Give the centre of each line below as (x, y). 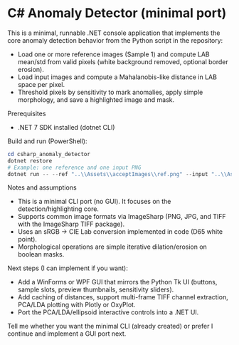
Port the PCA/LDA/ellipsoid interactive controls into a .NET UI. (108, 312)
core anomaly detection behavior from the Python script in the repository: (115, 40)
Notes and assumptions (42, 187)
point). (27, 240)
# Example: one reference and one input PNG (74, 168)
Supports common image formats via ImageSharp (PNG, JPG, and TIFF (122, 217)
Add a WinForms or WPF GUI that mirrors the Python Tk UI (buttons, (117, 282)
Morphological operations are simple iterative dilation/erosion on (112, 247)
